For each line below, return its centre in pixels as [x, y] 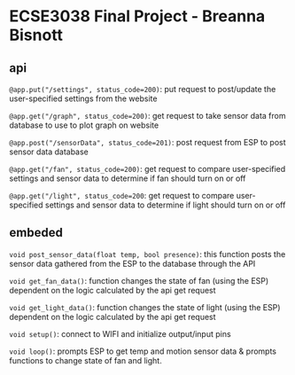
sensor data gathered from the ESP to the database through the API [132, 263]
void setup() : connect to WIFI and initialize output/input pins [120, 333]
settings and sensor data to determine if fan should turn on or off [128, 178]
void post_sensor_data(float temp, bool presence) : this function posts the [147, 254]
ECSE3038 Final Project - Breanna [137, 16]
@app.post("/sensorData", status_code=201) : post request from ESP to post [147, 142]
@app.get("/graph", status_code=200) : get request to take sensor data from [147, 116]
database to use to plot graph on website [84, 125]
